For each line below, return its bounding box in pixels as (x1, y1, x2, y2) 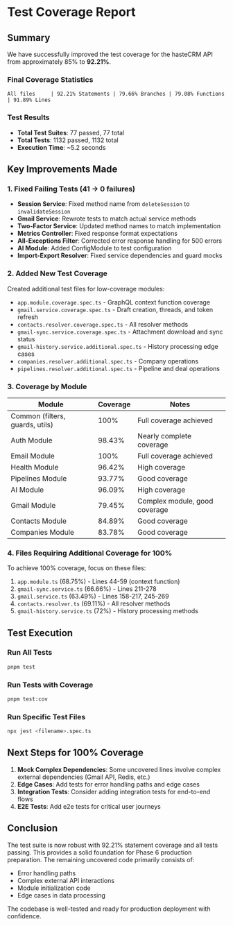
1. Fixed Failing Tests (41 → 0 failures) (7, 184, 135, 194)
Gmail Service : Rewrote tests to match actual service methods (17, 214, 196, 223)
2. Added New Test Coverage (7, 268, 107, 278)
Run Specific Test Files (7, 712, 86, 721)
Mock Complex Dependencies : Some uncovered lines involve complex (17, 765, 221, 773)
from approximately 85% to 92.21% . (7, 58, 112, 66)
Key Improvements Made (7, 163, 118, 175)
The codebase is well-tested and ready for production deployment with (7, 904, 211, 913)
